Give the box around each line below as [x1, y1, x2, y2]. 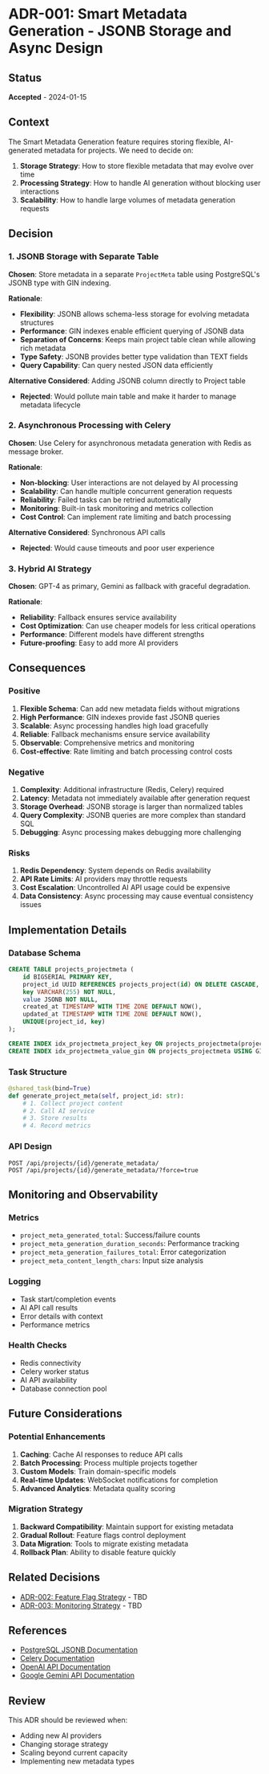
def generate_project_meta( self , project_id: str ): [8, 1092, 184, 1100]
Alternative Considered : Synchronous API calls [8, 527, 166, 537]
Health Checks [8, 1339, 67, 1351]
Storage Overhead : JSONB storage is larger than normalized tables [19, 802, 243, 811]
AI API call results [19, 1302, 78, 1312]
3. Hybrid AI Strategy [8, 563, 92, 574]
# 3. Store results [22, 1114, 88, 1122]
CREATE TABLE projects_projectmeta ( [8, 966, 134, 974]
